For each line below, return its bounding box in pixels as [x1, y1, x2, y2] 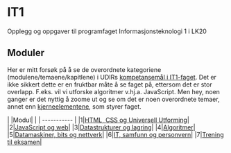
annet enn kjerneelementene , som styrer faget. [7, 102, 142, 111]
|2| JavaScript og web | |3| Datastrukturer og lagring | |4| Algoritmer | [7, 123, 196, 132]
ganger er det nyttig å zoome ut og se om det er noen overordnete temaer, [7, 95, 220, 103]
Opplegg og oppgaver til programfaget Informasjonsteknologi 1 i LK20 [7, 27, 207, 35]
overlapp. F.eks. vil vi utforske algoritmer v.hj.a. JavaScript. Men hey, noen [7, 87, 221, 96]
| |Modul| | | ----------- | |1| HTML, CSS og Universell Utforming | [7, 116, 189, 124]
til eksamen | [7, 138, 42, 146]
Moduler [7, 47, 45, 59]
